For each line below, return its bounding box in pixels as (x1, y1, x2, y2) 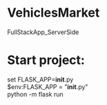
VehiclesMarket (7, 5, 100, 21)
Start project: (7, 52, 85, 68)
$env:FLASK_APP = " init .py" (7, 82, 88, 91)
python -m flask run (7, 90, 64, 98)
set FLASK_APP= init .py (7, 75, 74, 83)
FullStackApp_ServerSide (7, 28, 79, 36)
